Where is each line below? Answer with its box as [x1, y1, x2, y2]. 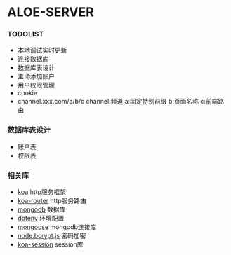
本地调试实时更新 [17, 46, 67, 55]
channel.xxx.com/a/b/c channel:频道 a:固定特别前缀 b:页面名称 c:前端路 [17, 97, 225, 106]
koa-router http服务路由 [17, 197, 86, 205]
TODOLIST [7, 29, 44, 39]
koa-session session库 [17, 240, 84, 249]
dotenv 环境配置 [17, 214, 65, 223]
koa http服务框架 [17, 188, 67, 196]
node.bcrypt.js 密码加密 [17, 232, 86, 240]
